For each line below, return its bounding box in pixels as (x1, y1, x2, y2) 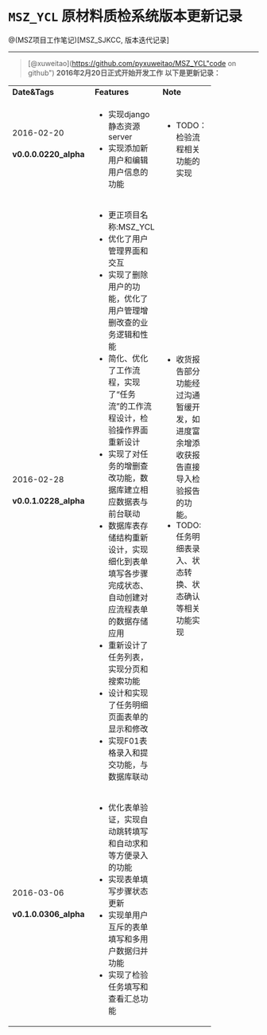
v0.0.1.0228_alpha (12, 495, 85, 506)
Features (95, 86, 130, 97)
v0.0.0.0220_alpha (12, 148, 85, 159)
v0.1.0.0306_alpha (12, 908, 85, 919)
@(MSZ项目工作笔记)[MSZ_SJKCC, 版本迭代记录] (8, 35, 169, 45)
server (108, 131, 133, 142)
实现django (108, 108, 150, 120)
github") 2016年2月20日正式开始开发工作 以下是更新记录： (27, 68, 221, 77)
